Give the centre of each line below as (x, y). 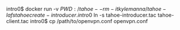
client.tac (18, 21)
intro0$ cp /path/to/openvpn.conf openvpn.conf (89, 21)
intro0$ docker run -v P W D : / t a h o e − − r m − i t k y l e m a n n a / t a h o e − (86, 9)
